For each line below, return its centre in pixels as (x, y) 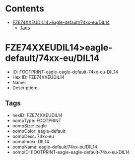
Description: (25, 88)
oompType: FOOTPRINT (37, 120)
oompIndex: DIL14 (31, 141)
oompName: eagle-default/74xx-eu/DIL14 (55, 147)
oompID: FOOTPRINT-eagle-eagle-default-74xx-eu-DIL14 (71, 152)
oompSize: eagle (30, 126)
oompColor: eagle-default (39, 131)
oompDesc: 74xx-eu (33, 136)
